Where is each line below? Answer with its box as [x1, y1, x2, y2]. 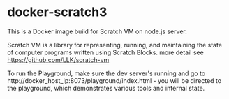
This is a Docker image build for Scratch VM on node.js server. [7, 27, 187, 36]
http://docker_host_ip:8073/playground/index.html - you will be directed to [7, 76, 222, 84]
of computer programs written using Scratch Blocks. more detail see [7, 48, 204, 56]
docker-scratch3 [7, 4, 108, 20]
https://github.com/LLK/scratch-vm [7, 55, 110, 63]
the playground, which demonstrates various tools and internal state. [7, 84, 205, 92]
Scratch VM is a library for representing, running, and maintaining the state [7, 40, 222, 49]
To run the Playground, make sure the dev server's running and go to [7, 69, 206, 77]
